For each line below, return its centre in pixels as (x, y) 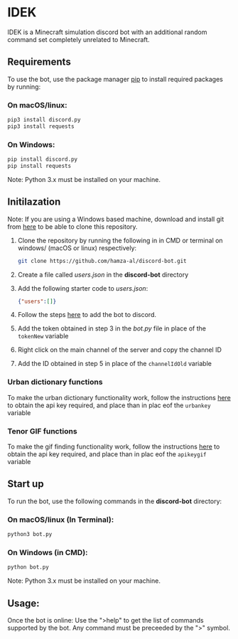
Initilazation (34, 202)
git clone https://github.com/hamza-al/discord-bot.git (102, 261)
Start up (26, 484)
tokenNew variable (43, 336)
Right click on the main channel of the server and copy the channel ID (120, 350)
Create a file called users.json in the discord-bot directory (103, 274)
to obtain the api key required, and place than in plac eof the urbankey (109, 405)
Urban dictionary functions (55, 382)
